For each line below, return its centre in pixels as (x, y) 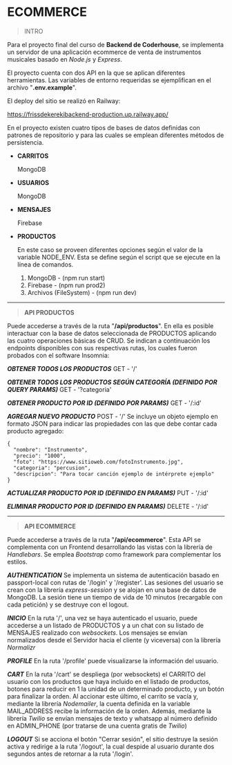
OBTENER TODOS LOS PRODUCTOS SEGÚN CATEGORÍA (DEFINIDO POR (112, 382)
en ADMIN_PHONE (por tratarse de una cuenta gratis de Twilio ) (97, 726)
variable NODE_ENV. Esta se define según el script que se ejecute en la (119, 257)
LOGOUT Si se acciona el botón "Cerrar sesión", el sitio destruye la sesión (113, 739)
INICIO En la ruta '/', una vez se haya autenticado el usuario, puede (103, 618)
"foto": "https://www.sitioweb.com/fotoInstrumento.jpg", (99, 462)
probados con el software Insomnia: (58, 355)
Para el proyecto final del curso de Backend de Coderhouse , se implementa (116, 44)
